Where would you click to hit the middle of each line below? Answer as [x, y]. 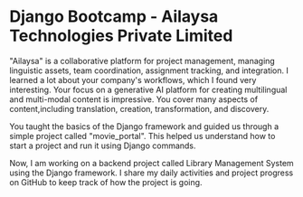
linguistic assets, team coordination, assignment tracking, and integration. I [149, 70]
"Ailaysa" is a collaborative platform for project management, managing [142, 61]
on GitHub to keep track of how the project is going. [106, 182]
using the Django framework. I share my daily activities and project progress [151, 173]
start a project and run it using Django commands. [103, 145]
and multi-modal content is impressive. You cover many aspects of [134, 99]
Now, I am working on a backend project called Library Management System [151, 163]
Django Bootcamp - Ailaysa [114, 17]
